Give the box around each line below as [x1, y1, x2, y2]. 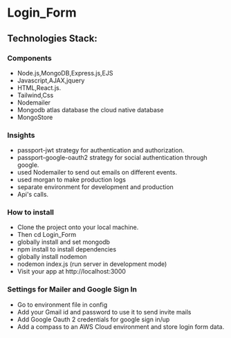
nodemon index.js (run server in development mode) [17, 260, 167, 268]
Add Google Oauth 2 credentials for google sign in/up [17, 315, 170, 323]
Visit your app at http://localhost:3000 [17, 267, 127, 276]
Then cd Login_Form [17, 231, 77, 239]
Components [7, 53, 52, 63]
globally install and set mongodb [17, 238, 111, 247]
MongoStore [17, 113, 53, 121]
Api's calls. [17, 190, 49, 199]
